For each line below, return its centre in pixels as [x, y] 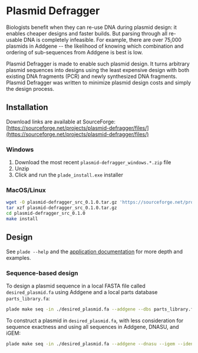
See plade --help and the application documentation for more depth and [95, 251]
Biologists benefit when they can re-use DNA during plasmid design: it [91, 27]
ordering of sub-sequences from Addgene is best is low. [75, 52]
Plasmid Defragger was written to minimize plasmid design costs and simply [99, 82]
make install [22, 219]
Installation [27, 107]
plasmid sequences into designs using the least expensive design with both [98, 70]
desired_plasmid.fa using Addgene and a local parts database [82, 292]
